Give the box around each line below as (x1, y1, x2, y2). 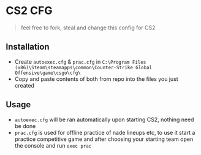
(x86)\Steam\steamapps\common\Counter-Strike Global (14, 64, 153, 70)
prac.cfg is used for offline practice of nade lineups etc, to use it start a (14, 129, 195, 136)
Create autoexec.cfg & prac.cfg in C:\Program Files (14, 58, 146, 65)
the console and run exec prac (14, 142, 92, 149)
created (14, 81, 35, 89)
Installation (6, 42, 50, 52)
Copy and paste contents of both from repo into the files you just (14, 75, 178, 83)
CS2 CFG (6, 4, 53, 18)
